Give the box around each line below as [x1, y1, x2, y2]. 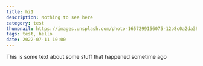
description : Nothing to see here [6, 14, 94, 20]
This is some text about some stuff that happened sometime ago [6, 53, 167, 60]
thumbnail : [6, 25, 34, 32]
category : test [6, 20, 45, 26]
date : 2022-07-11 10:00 [6, 37, 66, 43]
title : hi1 [6, 8, 34, 15]
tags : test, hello [6, 31, 53, 37]
